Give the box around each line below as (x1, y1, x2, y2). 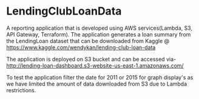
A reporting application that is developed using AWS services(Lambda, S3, (6, 24, 193, 32)
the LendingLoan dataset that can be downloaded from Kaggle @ (6, 37, 170, 44)
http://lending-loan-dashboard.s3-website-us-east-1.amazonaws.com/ (6, 62, 184, 69)
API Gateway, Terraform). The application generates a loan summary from (6, 30, 191, 38)
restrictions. (6, 86, 36, 94)
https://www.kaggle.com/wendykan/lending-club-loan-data (6, 44, 156, 51)
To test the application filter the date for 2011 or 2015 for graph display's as (6, 73, 194, 81)
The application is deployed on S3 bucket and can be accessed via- (6, 55, 177, 63)
